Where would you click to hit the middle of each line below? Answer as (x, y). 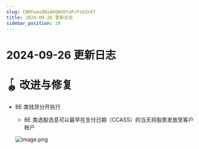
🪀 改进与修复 (39, 85)
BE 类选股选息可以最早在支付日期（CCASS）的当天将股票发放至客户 (109, 119)
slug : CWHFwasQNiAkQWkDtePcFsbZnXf (51, 12)
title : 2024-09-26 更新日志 (40, 18)
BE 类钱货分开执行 (38, 107)
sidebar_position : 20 (34, 23)
